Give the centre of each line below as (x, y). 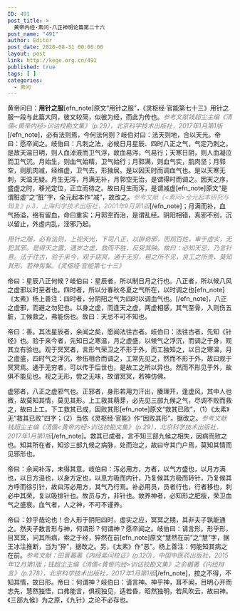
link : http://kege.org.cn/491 (52, 61)
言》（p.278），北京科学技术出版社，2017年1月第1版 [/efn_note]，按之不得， (116, 573)
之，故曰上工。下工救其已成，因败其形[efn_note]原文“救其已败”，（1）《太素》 (119, 409)
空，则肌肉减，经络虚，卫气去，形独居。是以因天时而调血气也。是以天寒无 (116, 170)
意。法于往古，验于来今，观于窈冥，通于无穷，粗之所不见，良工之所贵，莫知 (120, 257)
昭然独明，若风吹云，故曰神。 (188, 591)
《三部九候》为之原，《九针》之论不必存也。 (70, 600)
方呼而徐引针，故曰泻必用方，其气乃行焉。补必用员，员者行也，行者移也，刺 (120, 487)
